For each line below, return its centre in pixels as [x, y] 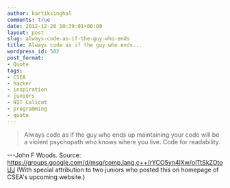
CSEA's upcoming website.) [46, 177]
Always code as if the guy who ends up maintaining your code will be [122, 135]
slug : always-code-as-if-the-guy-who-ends [68, 39]
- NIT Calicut [27, 103]
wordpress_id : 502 [33, 52]
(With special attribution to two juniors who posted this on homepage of [118, 170]
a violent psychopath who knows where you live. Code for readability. [122, 142]
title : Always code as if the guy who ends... [75, 45]
